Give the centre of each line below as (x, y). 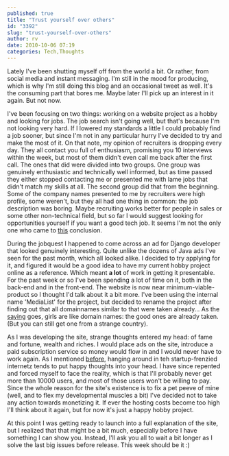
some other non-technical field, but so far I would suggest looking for (105, 215)
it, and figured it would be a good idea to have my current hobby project (109, 265)
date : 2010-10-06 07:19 (41, 45)
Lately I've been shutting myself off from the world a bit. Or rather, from (108, 71)
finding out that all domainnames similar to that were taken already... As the (113, 309)
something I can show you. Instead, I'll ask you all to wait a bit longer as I (110, 437)
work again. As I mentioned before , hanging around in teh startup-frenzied (112, 359)
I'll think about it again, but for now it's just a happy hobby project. (100, 409)
